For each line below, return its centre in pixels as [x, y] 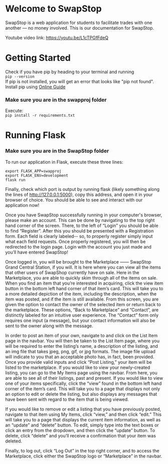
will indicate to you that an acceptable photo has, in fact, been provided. [80, 357]
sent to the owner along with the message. [49, 326]
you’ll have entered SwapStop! [37, 252]
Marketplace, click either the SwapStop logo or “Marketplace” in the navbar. [84, 456]
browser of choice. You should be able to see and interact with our [74, 200]
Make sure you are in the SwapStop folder [57, 151]
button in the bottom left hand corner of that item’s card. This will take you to [84, 288]
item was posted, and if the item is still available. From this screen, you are [82, 299]
